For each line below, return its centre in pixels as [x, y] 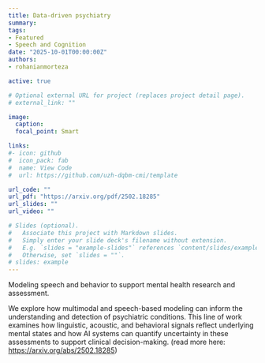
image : [19, 117]
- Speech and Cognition [47, 45]
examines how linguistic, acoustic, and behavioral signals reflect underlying [131, 325]
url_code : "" [30, 189]
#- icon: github [35, 153]
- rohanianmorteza [38, 67]
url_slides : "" [33, 204]
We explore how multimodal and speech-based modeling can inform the [125, 309]
